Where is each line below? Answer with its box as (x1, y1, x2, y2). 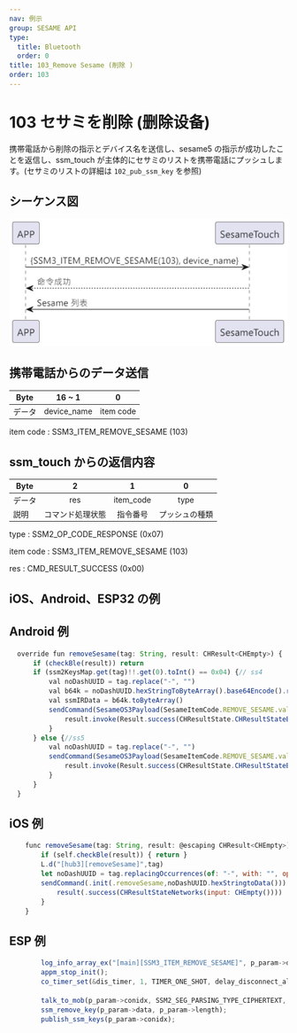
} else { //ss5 (32, 734, 86, 742)
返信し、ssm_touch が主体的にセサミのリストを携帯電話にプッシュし (24, 154, 276, 165)
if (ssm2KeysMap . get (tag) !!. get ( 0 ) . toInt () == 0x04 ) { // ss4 (32, 668, 263, 677)
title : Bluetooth (17, 43, 81, 51)
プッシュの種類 (158, 509, 214, 519)
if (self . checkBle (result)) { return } (41, 850, 188, 859)
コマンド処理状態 (43, 509, 106, 519)
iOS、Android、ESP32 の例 (9, 591, 161, 606)
